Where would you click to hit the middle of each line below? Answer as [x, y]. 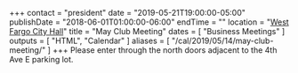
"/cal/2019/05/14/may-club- [222, 40]
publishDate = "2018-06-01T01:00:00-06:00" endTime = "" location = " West [149, 22]
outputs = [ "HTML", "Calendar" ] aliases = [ [90, 40]
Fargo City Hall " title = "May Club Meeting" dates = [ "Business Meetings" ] [147, 31]
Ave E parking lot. [41, 59]
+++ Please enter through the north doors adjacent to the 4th [165, 50]
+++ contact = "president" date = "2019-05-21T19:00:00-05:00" [128, 13]
